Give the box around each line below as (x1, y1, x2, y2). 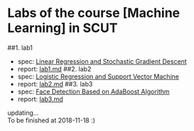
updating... (7, 108, 39, 117)
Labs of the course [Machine (7, 5, 180, 21)
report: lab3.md (17, 94, 64, 103)
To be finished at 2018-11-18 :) (7, 115, 96, 125)
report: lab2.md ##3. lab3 (17, 79, 93, 88)
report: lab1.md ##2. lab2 (17, 64, 92, 73)
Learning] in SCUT (7, 20, 118, 36)
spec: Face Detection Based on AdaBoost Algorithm (17, 87, 170, 96)
